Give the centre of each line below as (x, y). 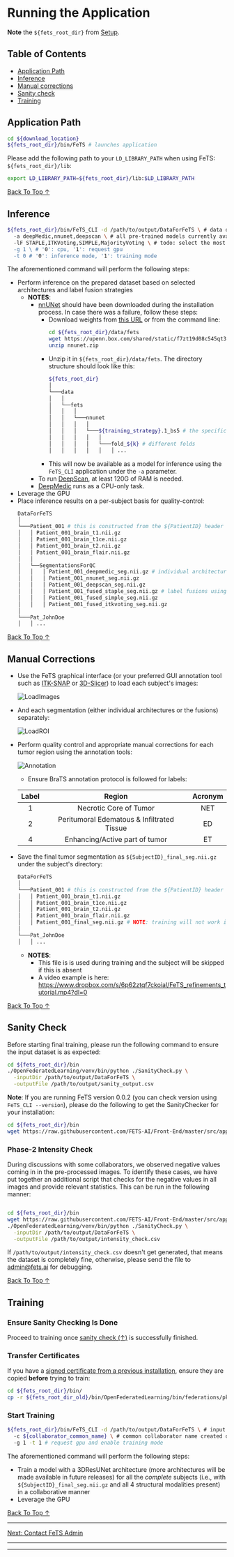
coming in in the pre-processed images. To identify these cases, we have (112, 1172)
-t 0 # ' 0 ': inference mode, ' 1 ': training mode (85, 256)
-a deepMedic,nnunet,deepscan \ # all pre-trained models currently (115, 236)
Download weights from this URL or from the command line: (134, 319)
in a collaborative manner (54, 1492)
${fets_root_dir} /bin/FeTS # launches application (82, 145)
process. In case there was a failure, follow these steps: (118, 313)
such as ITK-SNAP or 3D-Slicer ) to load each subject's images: (108, 683)
